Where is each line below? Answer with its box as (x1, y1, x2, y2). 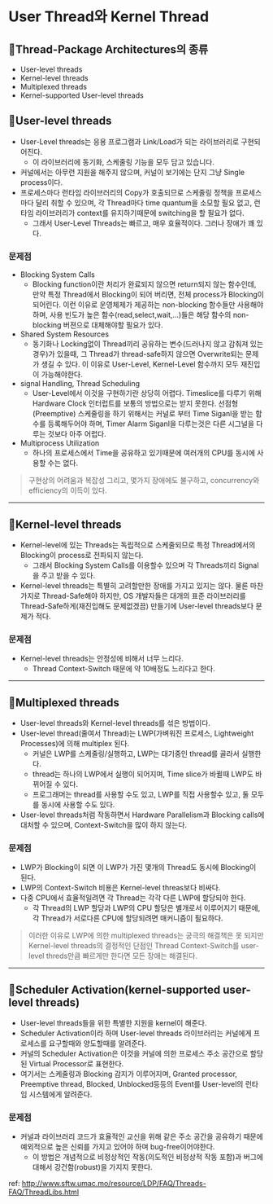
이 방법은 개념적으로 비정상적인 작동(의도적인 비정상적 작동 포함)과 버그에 (32, 1152, 264, 1162)
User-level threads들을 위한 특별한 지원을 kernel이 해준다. (19, 1018, 207, 1028)
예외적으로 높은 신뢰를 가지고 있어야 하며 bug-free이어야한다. (19, 1142, 215, 1152)
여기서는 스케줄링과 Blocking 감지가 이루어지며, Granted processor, (19, 1069, 238, 1079)
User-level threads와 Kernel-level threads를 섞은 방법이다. (19, 718, 211, 728)
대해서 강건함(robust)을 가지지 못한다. (32, 1162, 153, 1172)
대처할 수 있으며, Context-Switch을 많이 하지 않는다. (19, 820, 188, 830)
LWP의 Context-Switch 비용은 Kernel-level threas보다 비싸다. (19, 883, 221, 893)
